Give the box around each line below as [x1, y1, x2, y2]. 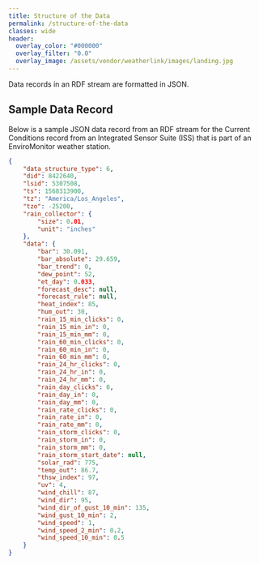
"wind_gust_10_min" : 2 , [37, 511, 117, 519]
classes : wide [8, 27, 57, 35]
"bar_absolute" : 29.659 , [37, 255, 121, 263]
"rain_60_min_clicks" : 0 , [37, 338, 125, 346]
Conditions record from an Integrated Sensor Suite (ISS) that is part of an [8, 133, 252, 143]
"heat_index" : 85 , [37, 301, 100, 309]
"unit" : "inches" [37, 224, 96, 233]
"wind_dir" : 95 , [37, 496, 92, 505]
